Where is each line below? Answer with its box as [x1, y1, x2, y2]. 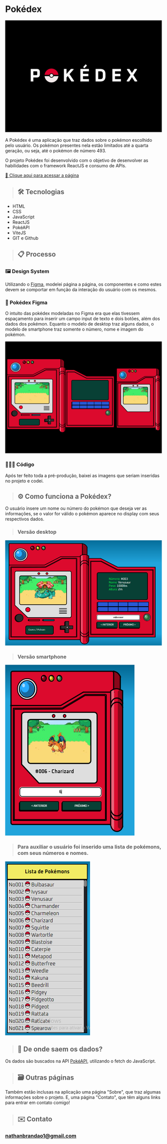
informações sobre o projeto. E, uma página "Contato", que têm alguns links [5, 1095, 161, 1101]
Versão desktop [17, 528, 57, 535]
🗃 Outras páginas [17, 1073, 75, 1082]
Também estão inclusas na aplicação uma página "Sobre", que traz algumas [5, 1089, 161, 1095]
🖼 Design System [5, 268, 50, 275]
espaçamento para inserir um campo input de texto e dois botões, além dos [5, 316, 160, 322]
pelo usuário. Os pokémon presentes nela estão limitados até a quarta [5, 142, 149, 148]
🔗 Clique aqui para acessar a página [5, 172, 80, 178]
